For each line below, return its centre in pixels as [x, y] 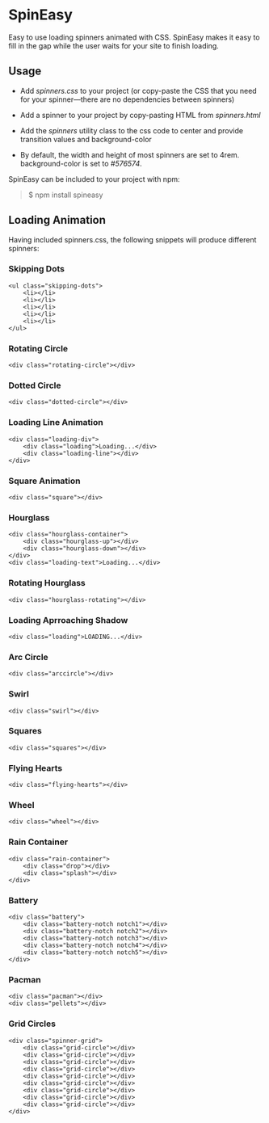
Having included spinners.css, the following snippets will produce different [132, 239]
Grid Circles [32, 1024]
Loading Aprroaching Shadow [68, 620]
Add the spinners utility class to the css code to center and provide [132, 130]
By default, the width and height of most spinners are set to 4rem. [130, 154]
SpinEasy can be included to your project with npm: [94, 179]
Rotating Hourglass [47, 583]
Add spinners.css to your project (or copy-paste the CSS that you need [138, 90]
